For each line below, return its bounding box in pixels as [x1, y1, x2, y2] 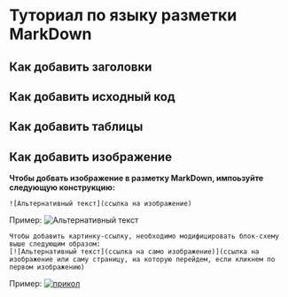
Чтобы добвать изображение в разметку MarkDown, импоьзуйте [9, 173, 264, 184]
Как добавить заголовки [9, 59, 152, 74]
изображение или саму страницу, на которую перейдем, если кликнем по [9, 255, 276, 264]
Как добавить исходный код [9, 89, 175, 104]
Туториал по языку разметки [9, 5, 237, 26]
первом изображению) [9, 263, 86, 272]
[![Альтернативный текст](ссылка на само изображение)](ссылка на [9, 247, 260, 256]
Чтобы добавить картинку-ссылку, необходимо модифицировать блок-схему [9, 232, 279, 241]
